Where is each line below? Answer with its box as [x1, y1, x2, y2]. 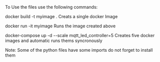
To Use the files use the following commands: [5, 4, 98, 10]
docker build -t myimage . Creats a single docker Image [5, 14, 118, 19]
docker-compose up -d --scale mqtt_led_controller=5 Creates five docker [5, 33, 155, 38]
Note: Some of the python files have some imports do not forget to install [5, 47, 153, 53]
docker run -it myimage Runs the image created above [5, 23, 116, 29]
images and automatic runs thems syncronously [5, 38, 102, 43]
